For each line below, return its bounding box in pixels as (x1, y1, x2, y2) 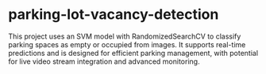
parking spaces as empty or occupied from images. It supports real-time (8, 39, 246, 49)
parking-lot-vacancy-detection (8, 6, 219, 24)
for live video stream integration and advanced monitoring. (8, 57, 200, 66)
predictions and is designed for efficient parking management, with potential (8, 48, 259, 57)
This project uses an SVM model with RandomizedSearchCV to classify (8, 31, 241, 41)
